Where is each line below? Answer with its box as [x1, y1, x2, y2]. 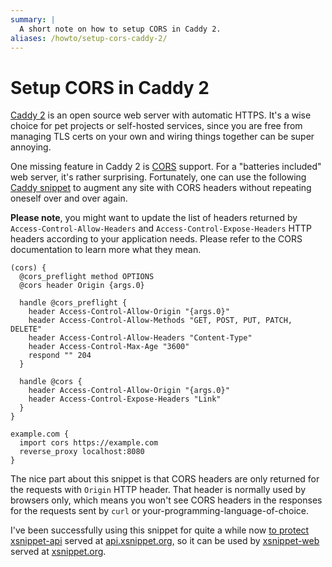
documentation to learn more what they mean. [10, 244, 202, 256]
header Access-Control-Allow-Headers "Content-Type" [28, 333, 253, 343]
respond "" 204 [28, 351, 92, 361]
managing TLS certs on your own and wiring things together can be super [10, 131, 315, 143]
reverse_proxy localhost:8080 [19, 447, 145, 457]
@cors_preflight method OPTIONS [19, 272, 155, 282]
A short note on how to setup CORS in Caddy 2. [19, 24, 222, 34]
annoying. [10, 141, 52, 153]
